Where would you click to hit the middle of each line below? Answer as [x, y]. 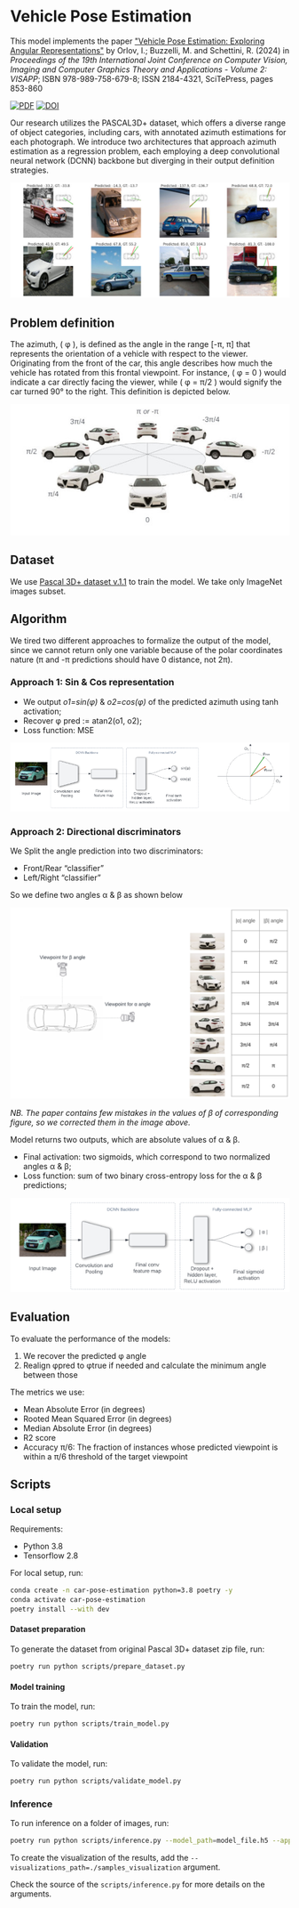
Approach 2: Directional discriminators [95, 831]
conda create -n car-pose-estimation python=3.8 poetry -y [122, 1590]
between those [50, 1374]
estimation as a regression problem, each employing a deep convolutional [145, 151]
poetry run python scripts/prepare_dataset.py [98, 1667]
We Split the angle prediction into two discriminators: [106, 851]
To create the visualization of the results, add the [99, 1858]
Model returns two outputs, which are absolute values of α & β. [125, 1139]
